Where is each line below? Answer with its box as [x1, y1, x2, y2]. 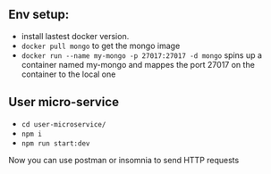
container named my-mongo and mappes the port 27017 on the [21, 59, 256, 70]
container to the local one [21, 69, 116, 79]
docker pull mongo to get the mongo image [21, 40, 181, 51]
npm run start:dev [21, 138, 90, 148]
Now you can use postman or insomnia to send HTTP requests [8, 154, 240, 165]
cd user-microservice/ [21, 120, 106, 128]
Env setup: [8, 7, 70, 22]
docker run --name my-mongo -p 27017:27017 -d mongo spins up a [21, 49, 263, 61]
